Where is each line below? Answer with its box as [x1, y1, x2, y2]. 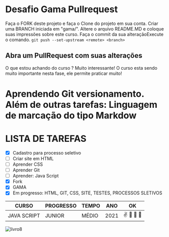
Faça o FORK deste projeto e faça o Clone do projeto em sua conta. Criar [5, 20, 159, 26]
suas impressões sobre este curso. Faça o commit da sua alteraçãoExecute [5, 31, 164, 37]
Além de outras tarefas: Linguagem [5, 99, 158, 110]
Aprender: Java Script [12, 173, 59, 179]
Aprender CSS [12, 161, 43, 167]
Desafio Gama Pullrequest [5, 4, 118, 15]
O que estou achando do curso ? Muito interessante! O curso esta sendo [5, 65, 158, 71]
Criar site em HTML [12, 155, 54, 161]
